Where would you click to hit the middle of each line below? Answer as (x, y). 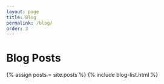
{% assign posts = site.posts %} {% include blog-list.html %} (82, 75)
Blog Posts (34, 58)
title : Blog (21, 17)
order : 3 (17, 28)
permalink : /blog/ (29, 23)
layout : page (23, 12)
